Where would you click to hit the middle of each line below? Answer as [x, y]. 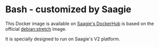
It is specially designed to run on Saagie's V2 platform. [63, 39]
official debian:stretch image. [36, 29]
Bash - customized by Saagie [69, 9]
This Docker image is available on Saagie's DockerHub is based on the [80, 24]
